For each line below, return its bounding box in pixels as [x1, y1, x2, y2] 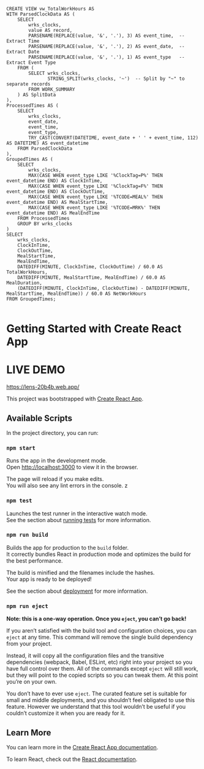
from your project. [6, 640, 52, 647]
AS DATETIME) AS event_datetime [6, 140, 89, 146]
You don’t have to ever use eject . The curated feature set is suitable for [6, 690, 187, 697]
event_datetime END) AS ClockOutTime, [6, 189, 105, 195]
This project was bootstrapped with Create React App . [6, 395, 144, 402]
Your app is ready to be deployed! [6, 575, 92, 583]
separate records [6, 81, 51, 87]
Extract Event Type [6, 60, 56, 66]
